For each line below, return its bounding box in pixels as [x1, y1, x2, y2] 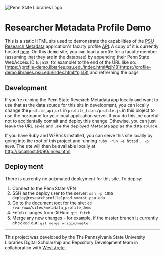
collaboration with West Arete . [5, 244, 66, 251]
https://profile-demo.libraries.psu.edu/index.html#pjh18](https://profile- [6, 64, 151, 70]
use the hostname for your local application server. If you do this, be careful [5, 112, 159, 118]
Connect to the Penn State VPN [12, 185, 76, 191]
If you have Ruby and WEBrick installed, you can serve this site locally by [5, 132, 153, 138]
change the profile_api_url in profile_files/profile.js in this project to [5, 107, 155, 113]
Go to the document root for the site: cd [12, 200, 92, 206]
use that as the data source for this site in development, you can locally [5, 102, 149, 108]
